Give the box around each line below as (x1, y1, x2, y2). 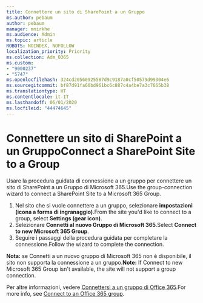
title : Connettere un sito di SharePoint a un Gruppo (6, 9, 145, 15)
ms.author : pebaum (6, 15, 53, 21)
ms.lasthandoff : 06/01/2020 (6, 99, 78, 105)
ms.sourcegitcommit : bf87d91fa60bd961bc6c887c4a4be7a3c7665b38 (6, 83, 170, 89)
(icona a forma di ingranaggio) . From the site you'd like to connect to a (15, 208, 191, 216)
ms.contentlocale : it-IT (6, 94, 69, 100)
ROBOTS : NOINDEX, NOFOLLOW (6, 43, 75, 49)
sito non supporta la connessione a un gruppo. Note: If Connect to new (6, 259, 183, 266)
